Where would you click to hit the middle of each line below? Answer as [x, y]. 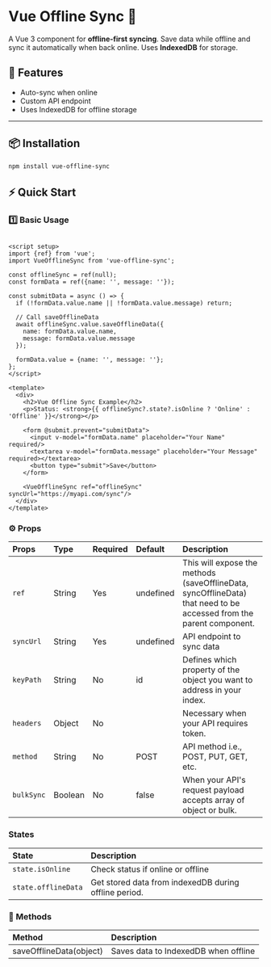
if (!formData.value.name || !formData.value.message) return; [124, 303]
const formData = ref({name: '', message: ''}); [92, 282]
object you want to [218, 680]
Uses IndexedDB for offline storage [78, 109]
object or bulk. [210, 810]
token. [194, 734]
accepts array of [214, 801]
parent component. [219, 624]
